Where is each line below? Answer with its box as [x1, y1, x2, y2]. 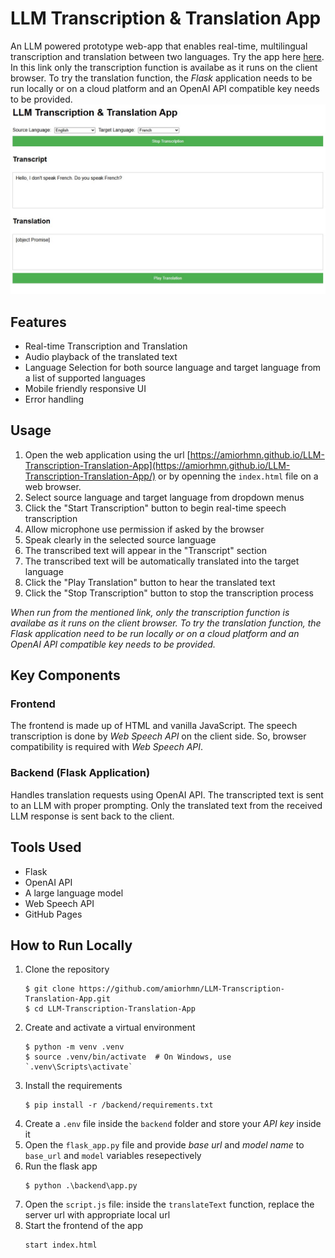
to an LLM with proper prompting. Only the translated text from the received [10, 799, 323, 811]
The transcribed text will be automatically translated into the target [24, 555, 300, 567]
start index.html [24, 1240, 98, 1251]
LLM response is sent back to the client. [10, 810, 175, 822]
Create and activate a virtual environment [24, 1022, 196, 1034]
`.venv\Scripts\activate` [24, 1062, 133, 1072]
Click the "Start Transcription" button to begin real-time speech [24, 502, 287, 514]
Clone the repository [24, 963, 110, 976]
